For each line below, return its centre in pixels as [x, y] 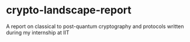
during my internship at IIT [38, 32]
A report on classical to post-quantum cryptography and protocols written [95, 26]
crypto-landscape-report [69, 10]
